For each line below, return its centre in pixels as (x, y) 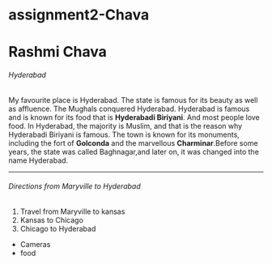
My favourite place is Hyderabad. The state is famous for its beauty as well (133, 100)
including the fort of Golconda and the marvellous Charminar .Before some (133, 143)
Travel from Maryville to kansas (72, 211)
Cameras (35, 244)
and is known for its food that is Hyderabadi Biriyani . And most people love (134, 117)
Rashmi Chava (58, 52)
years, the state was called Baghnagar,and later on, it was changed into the (134, 151)
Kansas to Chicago (51, 219)
